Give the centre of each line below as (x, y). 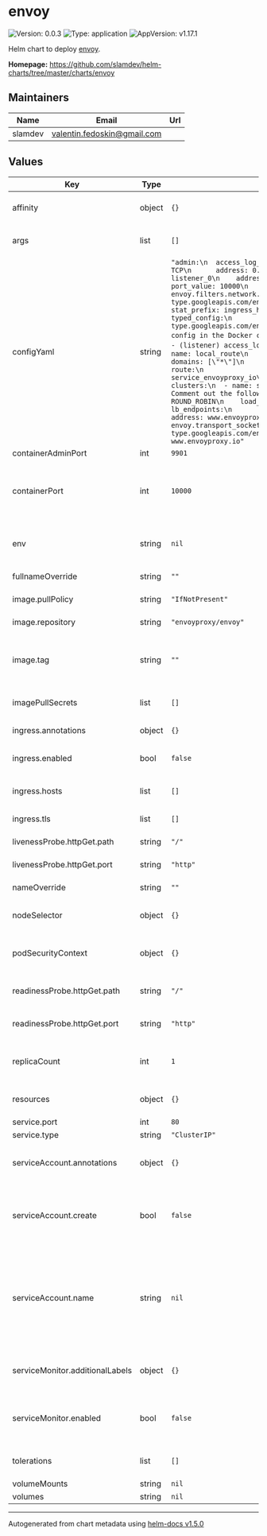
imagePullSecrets (45, 702)
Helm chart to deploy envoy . (54, 48)
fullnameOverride (45, 576)
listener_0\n (195, 278)
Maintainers (39, 98)
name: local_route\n (209, 353)
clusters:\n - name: (211, 385)
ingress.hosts (37, 791)
